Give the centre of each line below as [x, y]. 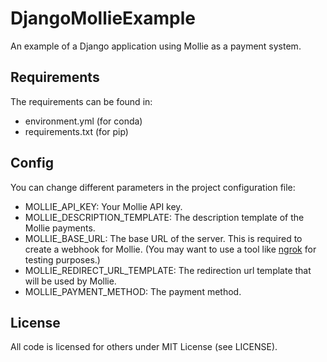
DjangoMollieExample [103, 18]
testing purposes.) [62, 259]
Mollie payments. [60, 228]
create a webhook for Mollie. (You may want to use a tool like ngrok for [170, 249]
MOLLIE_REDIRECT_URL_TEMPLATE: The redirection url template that [168, 270]
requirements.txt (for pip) [76, 131]
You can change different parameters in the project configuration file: [153, 187]
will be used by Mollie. [70, 281]
